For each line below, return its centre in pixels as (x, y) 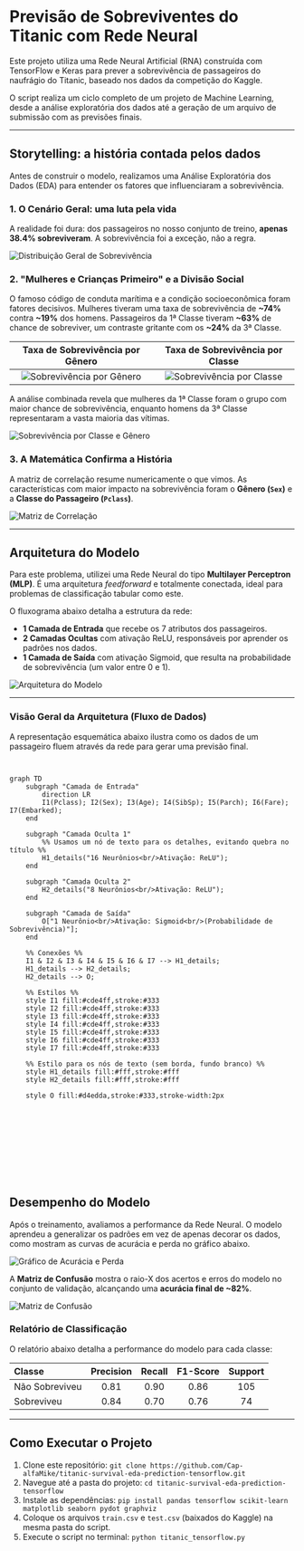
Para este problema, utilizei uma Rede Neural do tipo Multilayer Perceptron (150, 574)
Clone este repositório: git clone (84, 1465)
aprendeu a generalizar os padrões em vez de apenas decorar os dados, (145, 1234)
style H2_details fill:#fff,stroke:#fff (103, 1079)
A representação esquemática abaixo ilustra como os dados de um (134, 736)
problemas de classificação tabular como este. (96, 594)
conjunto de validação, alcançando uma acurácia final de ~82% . (131, 1288)
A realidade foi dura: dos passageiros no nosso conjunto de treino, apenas (148, 229)
